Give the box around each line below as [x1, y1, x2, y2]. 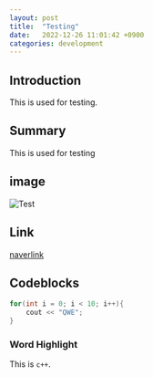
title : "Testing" [9, 22, 79, 31]
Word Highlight [9, 338, 78, 351]
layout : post [9, 13, 59, 23]
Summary [9, 123, 66, 139]
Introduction [9, 72, 82, 88]
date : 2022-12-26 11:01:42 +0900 [9, 30, 145, 39]
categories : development [9, 38, 104, 48]
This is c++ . [9, 359, 52, 370]
